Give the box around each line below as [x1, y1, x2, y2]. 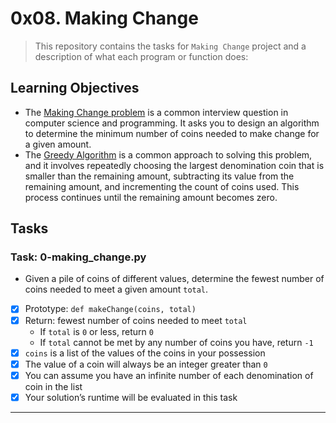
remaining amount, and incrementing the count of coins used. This [24, 180, 300, 192]
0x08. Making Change [10, 7, 199, 30]
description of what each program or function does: [34, 50, 249, 62]
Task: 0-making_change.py [10, 250, 147, 264]
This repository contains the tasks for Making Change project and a [34, 40, 307, 52]
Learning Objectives [10, 80, 140, 97]
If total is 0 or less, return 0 [39, 325, 154, 337]
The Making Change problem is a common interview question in [24, 106, 289, 118]
